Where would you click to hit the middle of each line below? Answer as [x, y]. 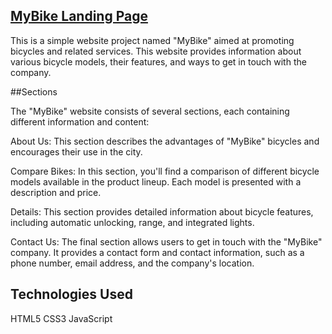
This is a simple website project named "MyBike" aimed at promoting [152, 40]
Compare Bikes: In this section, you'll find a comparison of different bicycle [165, 171]
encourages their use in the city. [76, 151]
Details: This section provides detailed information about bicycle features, [162, 211]
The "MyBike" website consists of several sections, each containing [150, 111]
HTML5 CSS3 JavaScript [61, 318]
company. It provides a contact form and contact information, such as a [157, 252]
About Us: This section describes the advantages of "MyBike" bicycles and [165, 141]
